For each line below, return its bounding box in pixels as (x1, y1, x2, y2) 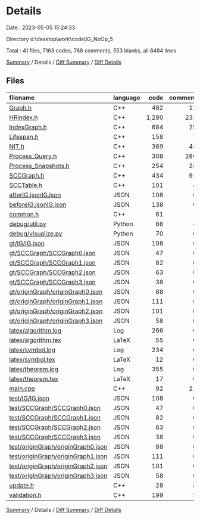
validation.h (9, 490, 42, 499)
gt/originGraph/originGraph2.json (9, 307, 103, 315)
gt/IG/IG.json (9, 239, 45, 247)
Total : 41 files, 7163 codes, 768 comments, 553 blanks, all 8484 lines (6, 46, 177, 54)
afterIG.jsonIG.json (9, 191, 61, 199)
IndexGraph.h (9, 123, 48, 131)
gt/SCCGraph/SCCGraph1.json (9, 258, 96, 266)
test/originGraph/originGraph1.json (9, 452, 108, 460)
